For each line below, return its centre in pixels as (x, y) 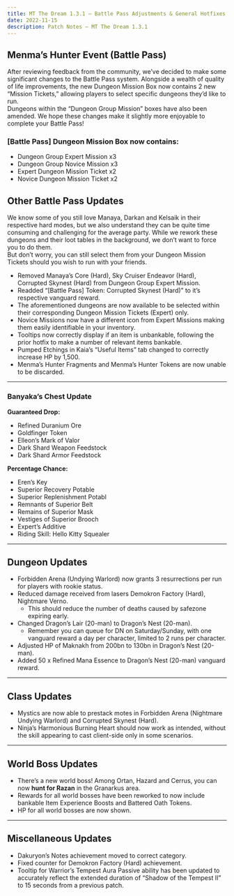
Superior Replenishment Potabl (62, 496)
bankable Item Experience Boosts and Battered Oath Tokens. (104, 803)
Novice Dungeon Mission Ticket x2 (68, 179)
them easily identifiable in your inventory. (76, 328)
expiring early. (48, 616)
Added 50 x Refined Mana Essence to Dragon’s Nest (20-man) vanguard (121, 660)
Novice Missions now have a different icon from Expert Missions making (121, 320)
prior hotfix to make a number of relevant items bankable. (100, 342)
